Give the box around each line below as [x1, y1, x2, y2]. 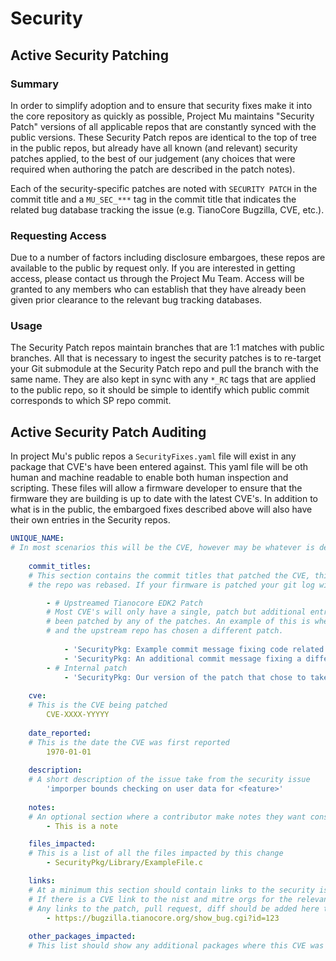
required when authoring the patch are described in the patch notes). [10, 163, 296, 175]
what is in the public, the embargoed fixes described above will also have [10, 503, 313, 516]
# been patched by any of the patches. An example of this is [46, 617, 311, 627]
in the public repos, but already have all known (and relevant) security [10, 142, 298, 154]
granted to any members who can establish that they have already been [10, 283, 307, 296]
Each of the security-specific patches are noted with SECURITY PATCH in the [10, 182, 318, 194]
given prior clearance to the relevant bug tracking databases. [10, 294, 263, 306]
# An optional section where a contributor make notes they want [28, 812, 307, 822]
